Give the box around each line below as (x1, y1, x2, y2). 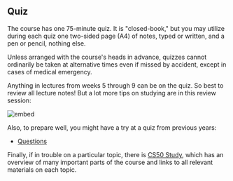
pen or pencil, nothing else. (7, 39, 86, 48)
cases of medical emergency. (7, 67, 92, 76)
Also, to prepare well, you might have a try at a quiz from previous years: (7, 123, 217, 132)
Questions (17, 137, 48, 145)
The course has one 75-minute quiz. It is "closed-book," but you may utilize (7, 24, 225, 32)
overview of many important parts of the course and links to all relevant (7, 158, 213, 166)
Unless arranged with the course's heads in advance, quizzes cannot (7, 53, 207, 61)
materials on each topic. (7, 165, 77, 174)
